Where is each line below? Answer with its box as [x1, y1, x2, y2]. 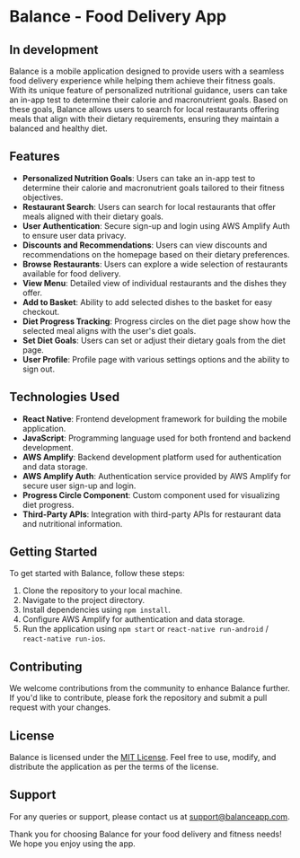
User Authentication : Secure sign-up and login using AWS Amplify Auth [22, 220, 290, 231]
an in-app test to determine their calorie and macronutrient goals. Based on [9, 94, 289, 105]
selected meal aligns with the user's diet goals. [22, 325, 197, 336]
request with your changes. [9, 702, 110, 713]
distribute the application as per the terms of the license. [9, 761, 219, 773]
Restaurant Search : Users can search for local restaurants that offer [22, 201, 276, 212]
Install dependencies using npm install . [22, 604, 171, 616]
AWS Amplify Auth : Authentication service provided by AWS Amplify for [22, 470, 291, 481]
